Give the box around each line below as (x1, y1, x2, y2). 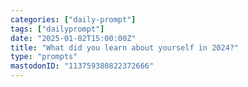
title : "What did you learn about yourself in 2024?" (10, 42, 240, 53)
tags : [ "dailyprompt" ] (10, 24, 105, 34)
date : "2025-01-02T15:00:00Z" (10, 33, 137, 43)
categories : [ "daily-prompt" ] (10, 14, 137, 25)
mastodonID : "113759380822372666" (10, 61, 155, 71)
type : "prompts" (10, 52, 78, 62)
